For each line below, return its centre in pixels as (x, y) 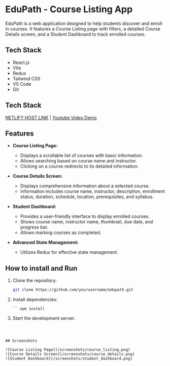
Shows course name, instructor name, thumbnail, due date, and (87, 222)
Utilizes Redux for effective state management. (69, 252)
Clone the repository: (35, 281)
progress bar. (34, 227)
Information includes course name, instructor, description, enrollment (92, 191)
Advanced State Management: (45, 243)
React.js (21, 62)
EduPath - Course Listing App (69, 9)
